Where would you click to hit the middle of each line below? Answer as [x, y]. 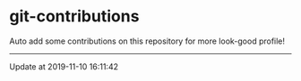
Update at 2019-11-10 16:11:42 [64, 66]
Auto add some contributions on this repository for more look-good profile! [147, 41]
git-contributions [74, 16]
